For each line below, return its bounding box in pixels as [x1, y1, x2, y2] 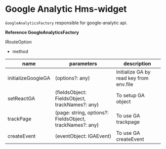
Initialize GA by [116, 68, 151, 75]
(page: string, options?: [55, 109, 109, 116]
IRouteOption [5, 38, 32, 45]
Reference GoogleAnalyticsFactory [5, 29, 79, 35]
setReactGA [7, 95, 36, 102]
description [123, 60, 152, 67]
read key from [116, 74, 149, 81]
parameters [69, 60, 97, 67]
